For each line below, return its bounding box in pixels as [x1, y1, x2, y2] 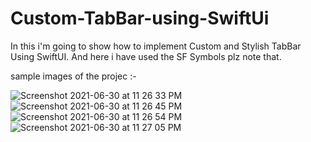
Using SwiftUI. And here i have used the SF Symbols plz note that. [10, 50, 282, 62]
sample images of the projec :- [10, 70, 137, 82]
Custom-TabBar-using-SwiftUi [10, 7, 270, 30]
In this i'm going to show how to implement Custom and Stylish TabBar [10, 40, 302, 52]
